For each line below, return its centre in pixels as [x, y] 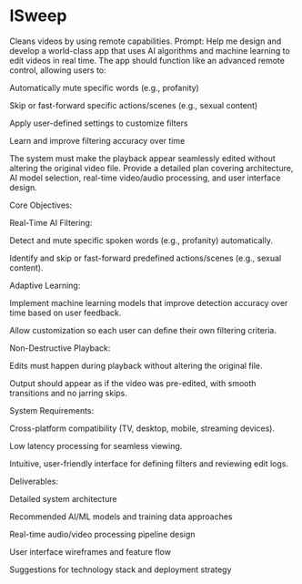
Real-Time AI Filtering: [51, 222]
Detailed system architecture [63, 498]
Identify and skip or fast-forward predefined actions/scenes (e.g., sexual [146, 258]
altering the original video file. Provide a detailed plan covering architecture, [151, 168]
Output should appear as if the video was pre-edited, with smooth [133, 383]
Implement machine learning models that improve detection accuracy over [149, 302]
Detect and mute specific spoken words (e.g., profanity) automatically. [141, 240]
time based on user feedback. [65, 312]
